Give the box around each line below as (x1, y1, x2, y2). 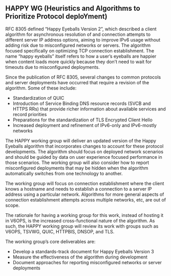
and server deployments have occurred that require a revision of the (5, 79, 149, 85)
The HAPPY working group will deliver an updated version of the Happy (5, 137, 156, 143)
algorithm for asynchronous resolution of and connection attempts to (5, 31, 151, 38)
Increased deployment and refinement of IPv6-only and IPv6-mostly (12, 122, 157, 128)
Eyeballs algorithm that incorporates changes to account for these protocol (5, 143, 164, 149)
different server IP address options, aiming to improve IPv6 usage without (5, 36, 160, 43)
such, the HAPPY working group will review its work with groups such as (5, 223, 159, 229)
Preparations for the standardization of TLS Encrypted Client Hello (12, 117, 153, 123)
